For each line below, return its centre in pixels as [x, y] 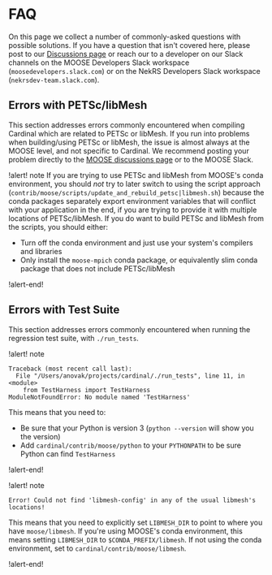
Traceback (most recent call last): [70, 369]
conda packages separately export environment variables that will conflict [132, 201]
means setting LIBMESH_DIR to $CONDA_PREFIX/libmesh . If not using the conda [135, 539]
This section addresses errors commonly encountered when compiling [127, 125]
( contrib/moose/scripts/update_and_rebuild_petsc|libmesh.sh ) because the [136, 192]
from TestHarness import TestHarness [87, 390]
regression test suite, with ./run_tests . [74, 338]
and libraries [41, 251]
